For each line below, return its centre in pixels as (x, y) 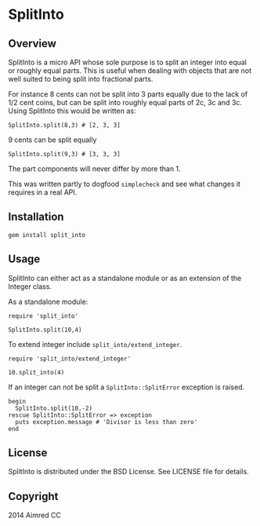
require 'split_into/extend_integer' (70, 359)
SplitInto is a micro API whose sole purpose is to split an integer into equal (127, 62)
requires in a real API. (43, 192)
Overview (32, 44)
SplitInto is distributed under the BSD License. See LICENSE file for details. (128, 472)
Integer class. (30, 286)
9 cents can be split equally (52, 140)
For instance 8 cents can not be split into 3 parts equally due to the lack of (128, 94)
